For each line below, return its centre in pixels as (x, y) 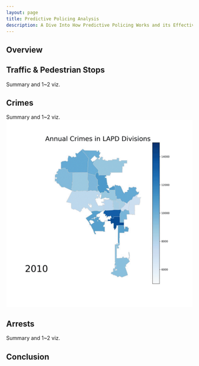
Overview (25, 50)
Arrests (20, 324)
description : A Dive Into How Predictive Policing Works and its (88, 25)
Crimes (20, 103)
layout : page (22, 12)
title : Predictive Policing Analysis (53, 19)
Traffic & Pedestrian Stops (56, 70)
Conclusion (28, 357)
